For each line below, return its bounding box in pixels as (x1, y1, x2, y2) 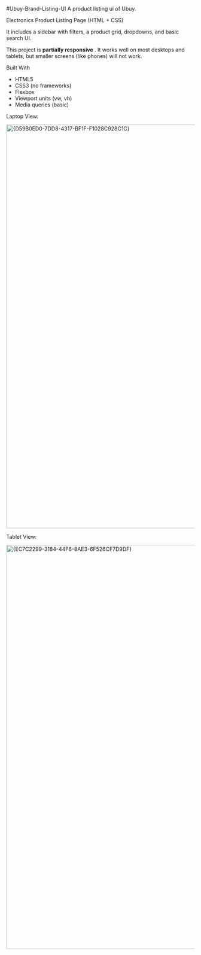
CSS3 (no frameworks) (14, 82, 72, 89)
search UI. (6, 35, 32, 41)
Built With (6, 64, 30, 71)
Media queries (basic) (14, 101, 69, 108)
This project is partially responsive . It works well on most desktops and (6, 46, 185, 53)
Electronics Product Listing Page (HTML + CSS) (6, 17, 124, 23)
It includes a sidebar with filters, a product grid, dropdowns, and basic (6, 28, 179, 35)
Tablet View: (6, 533, 37, 540)
